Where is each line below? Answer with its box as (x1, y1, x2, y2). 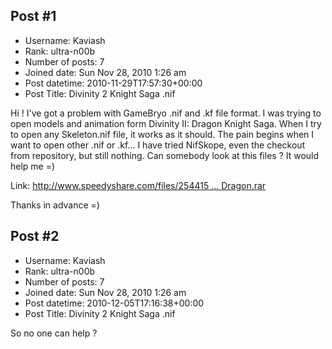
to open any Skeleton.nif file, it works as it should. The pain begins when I (10, 128, 315, 140)
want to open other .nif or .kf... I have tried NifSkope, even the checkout (10, 139, 306, 151)
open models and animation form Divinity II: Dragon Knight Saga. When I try (10, 117, 322, 129)
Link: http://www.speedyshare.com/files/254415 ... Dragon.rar (10, 179, 267, 191)
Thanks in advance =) (10, 199, 100, 211)
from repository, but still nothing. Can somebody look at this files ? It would (10, 149, 320, 161)
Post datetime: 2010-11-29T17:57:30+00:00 (24, 77, 203, 89)
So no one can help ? (10, 327, 98, 339)
